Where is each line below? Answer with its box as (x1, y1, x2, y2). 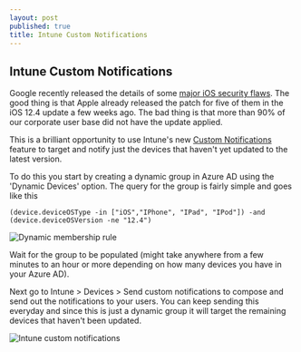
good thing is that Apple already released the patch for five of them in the (9, 97, 284, 109)
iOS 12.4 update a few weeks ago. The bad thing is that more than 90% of (9, 107, 286, 118)
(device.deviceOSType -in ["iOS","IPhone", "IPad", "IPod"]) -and (9, 208, 266, 218)
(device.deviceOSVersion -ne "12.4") (9, 216, 152, 225)
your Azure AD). (9, 269, 70, 279)
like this (9, 191, 38, 201)
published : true (9, 22, 71, 31)
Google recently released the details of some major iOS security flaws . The (9, 88, 290, 99)
